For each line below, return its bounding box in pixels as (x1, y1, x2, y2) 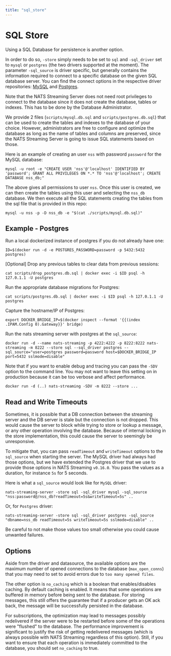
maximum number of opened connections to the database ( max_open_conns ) (5, 566, 164, 572)
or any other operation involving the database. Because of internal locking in (5, 427, 166, 434)
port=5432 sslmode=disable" (5, 354, 65, 359)
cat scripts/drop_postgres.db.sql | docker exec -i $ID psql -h (5, 271, 145, 276)
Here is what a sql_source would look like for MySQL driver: (5, 480, 127, 486)
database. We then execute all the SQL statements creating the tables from (5, 195, 163, 201)
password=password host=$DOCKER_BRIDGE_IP (64, 350, 157, 355)
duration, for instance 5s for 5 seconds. (5, 470, 88, 476)
